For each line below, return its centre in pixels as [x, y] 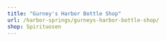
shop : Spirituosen [34, 26]
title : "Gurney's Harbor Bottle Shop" [64, 14]
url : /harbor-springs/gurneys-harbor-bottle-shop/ [83, 20]
